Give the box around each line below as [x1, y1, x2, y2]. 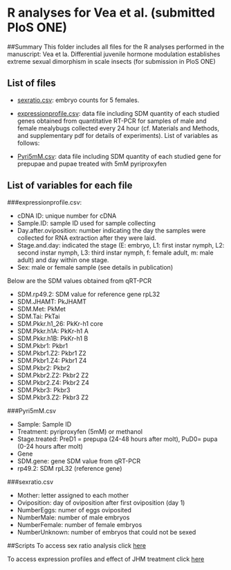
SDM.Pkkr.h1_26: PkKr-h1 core [17, 319, 104, 327]
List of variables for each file [7, 180, 133, 191]
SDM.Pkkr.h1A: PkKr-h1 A [17, 327, 89, 335]
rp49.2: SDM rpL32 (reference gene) [17, 464, 122, 472]
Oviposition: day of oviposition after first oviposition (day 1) [17, 498, 185, 507]
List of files [7, 78, 57, 89]
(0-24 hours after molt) [17, 442, 83, 450]
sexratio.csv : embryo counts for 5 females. [17, 96, 140, 104]
